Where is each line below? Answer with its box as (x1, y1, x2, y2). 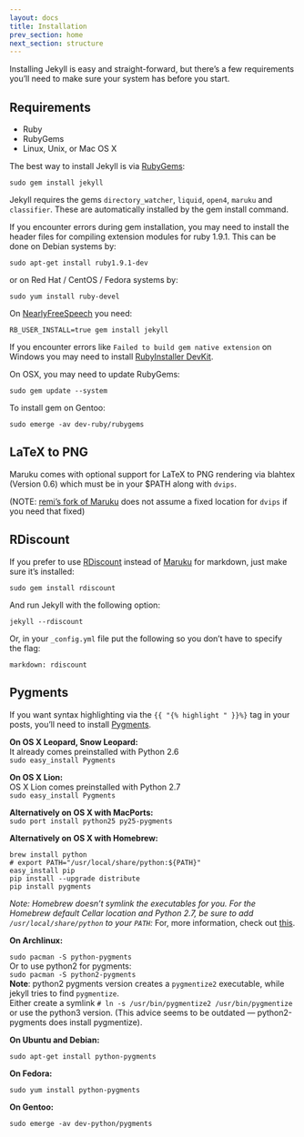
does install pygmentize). (48, 1016, 143, 1028)
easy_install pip (9, 866, 76, 875)
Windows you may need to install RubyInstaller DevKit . (9, 351, 214, 362)
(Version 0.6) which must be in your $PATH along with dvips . (9, 478, 237, 489)
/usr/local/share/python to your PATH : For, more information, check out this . (9, 917, 296, 928)
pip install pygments (9, 881, 92, 891)
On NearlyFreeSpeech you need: (9, 308, 133, 319)
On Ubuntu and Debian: (9, 1034, 100, 1045)
